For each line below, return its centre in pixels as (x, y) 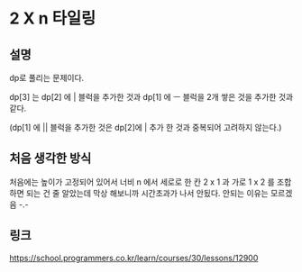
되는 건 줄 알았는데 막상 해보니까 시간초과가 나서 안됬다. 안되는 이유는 (147, 193)
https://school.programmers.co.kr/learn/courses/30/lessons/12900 (134, 258)
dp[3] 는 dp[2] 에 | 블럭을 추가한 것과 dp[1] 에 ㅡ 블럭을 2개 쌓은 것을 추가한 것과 (151, 97)
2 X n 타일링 (53, 18)
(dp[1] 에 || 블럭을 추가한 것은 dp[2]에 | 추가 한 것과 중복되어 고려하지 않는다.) (146, 127)
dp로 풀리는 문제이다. (47, 78)
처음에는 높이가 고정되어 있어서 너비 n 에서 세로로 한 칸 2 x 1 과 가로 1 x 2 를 (142, 182)
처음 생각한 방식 (50, 159)
